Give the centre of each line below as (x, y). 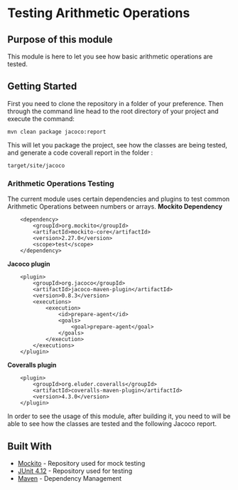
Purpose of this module (60, 40)
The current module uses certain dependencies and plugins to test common (119, 199)
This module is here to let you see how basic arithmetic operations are (110, 56)
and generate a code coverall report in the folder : (80, 152)
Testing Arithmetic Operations (99, 13)
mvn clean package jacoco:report (57, 132)
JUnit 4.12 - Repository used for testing (75, 471)
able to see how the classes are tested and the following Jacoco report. (112, 424)
